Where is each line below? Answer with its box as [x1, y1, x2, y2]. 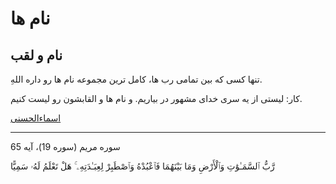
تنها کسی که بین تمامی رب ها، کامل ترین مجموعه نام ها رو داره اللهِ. [10, 73, 263, 85]
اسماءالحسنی [10, 112, 62, 124]
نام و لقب [10, 47, 63, 64]
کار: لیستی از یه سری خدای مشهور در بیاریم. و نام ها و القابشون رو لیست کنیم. [10, 93, 303, 104]
